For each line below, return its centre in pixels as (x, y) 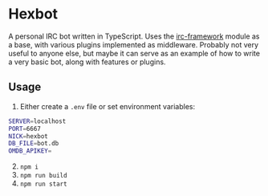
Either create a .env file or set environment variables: (107, 106)
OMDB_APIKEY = (30, 151)
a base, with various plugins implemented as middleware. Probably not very (134, 44)
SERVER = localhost (37, 121)
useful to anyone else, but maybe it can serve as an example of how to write (134, 53)
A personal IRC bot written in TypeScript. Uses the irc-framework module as (134, 36)
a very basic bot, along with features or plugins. (87, 62)
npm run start (43, 184)
